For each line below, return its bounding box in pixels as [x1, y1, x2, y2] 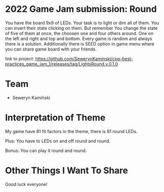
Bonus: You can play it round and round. [5, 147, 87, 153]
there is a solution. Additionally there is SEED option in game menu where [5, 41, 155, 47]
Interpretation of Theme [5, 112, 106, 123]
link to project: [5, 55, 35, 61]
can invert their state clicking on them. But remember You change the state [5, 25, 158, 31]
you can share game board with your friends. [5, 46, 97, 52]
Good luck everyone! [5, 181, 48, 187]
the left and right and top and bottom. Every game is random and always [5, 36, 152, 42]
